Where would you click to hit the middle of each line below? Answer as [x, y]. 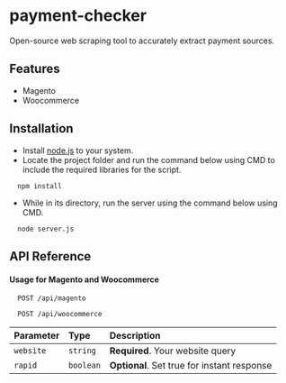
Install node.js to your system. [78, 150]
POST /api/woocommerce [60, 315]
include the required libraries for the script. [102, 169]
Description [135, 336]
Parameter [37, 336]
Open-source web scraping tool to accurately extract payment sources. [142, 41]
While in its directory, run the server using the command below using [150, 203]
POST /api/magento [52, 298]
